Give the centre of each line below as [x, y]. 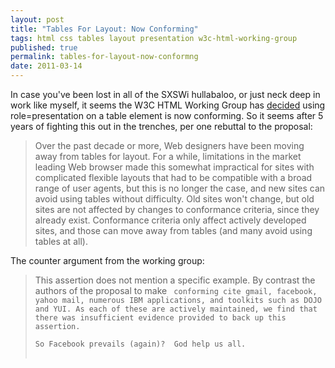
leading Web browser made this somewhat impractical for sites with [174, 167]
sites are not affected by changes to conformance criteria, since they [177, 209]
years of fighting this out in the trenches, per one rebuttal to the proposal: [161, 126]
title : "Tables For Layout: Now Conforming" [104, 29]
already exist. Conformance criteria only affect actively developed [170, 220]
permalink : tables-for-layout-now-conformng [104, 57]
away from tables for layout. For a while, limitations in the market [168, 156]
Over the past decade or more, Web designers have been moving [169, 145]
